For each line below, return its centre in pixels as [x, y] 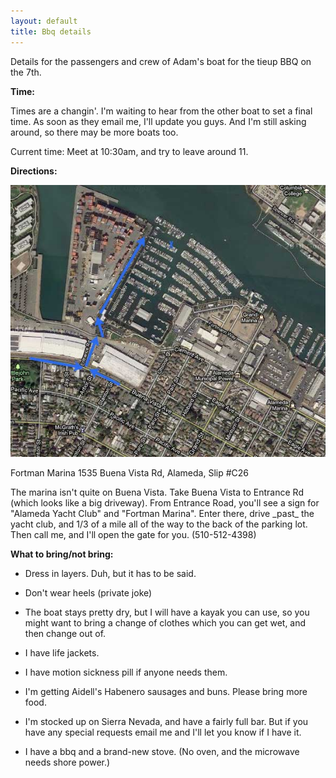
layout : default [44, 21]
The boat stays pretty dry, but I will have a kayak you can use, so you [167, 612]
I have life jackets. [62, 652]
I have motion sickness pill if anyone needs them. [126, 672]
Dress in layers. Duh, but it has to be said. [110, 573]
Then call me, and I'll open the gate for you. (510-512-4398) [133, 534]
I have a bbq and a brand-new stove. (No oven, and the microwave [162, 751]
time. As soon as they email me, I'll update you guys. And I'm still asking [158, 121]
